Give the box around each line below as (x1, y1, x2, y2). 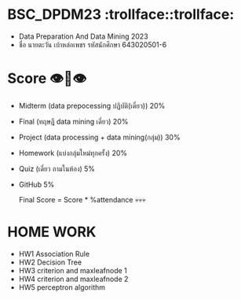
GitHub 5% (18, 180, 55, 189)
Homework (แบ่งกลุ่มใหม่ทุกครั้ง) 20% (18, 148, 128, 157)
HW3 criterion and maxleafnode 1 (18, 265, 127, 275)
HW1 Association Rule (18, 249, 90, 258)
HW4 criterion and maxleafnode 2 (18, 274, 129, 283)
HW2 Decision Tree (18, 257, 82, 267)
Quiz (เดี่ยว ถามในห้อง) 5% (18, 164, 96, 173)
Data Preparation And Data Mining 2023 (18, 31, 148, 41)
